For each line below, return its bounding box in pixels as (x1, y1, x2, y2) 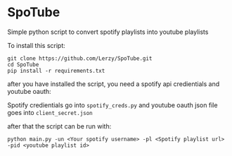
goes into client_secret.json (7, 108, 93, 116)
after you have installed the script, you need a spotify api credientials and (7, 79, 220, 88)
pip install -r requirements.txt (7, 67, 105, 74)
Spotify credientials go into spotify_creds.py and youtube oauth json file (7, 100, 218, 109)
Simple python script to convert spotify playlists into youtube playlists (7, 28, 209, 36)
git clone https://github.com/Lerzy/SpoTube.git (7, 54, 153, 62)
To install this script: (7, 41, 65, 49)
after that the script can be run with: (7, 121, 112, 131)
